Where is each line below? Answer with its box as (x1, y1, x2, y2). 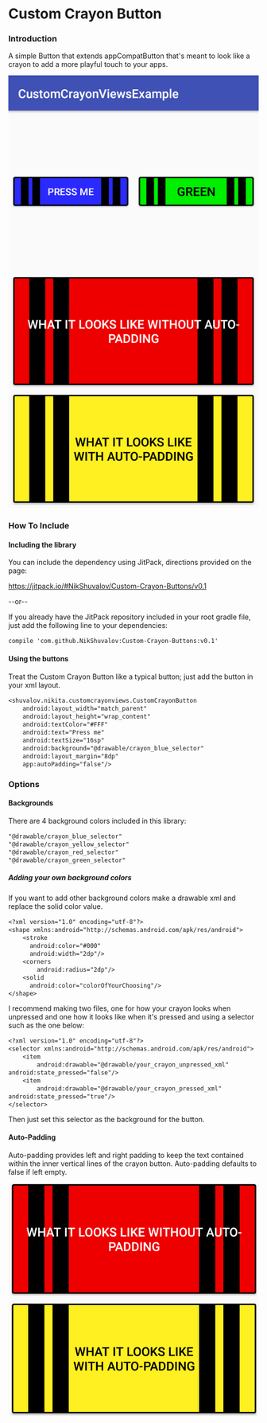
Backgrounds (8, 798, 54, 808)
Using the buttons (8, 654, 69, 664)
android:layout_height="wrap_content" (22, 712, 151, 720)
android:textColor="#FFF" (22, 720, 109, 728)
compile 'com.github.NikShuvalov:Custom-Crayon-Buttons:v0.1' (8, 637, 219, 645)
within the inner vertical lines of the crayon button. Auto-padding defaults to (8, 1159, 257, 1168)
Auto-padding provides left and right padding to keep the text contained (8, 1150, 244, 1160)
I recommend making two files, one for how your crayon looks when (8, 1004, 231, 1013)
